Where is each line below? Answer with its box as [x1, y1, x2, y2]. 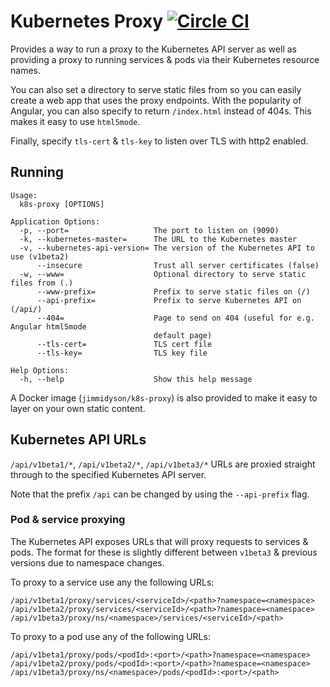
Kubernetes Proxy [10, 10, 164, 33]
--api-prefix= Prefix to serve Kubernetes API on [36, 295, 302, 305]
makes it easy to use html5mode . [10, 115, 141, 127]
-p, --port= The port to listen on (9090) [19, 225, 280, 235]
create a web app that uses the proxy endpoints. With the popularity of [10, 94, 302, 106]
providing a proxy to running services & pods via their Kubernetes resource [10, 53, 320, 65]
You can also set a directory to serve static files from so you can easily [10, 83, 302, 95]
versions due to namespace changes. [10, 556, 165, 569]
